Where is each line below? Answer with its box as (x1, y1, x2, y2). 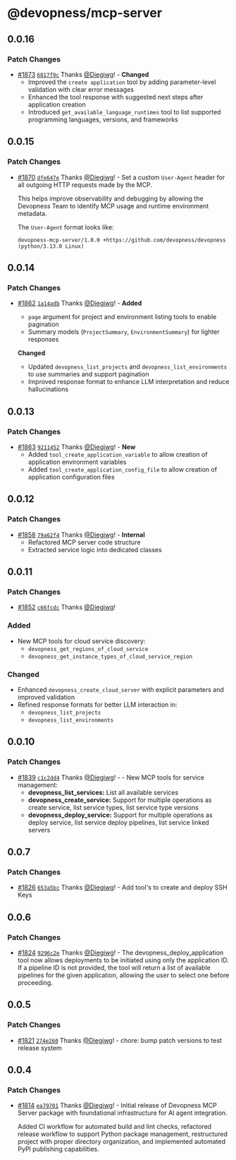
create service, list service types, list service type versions (27, 803, 199, 811)
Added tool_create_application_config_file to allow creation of (27, 465, 217, 474)
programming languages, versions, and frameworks (27, 115, 178, 124)
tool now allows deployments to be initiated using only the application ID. (17, 955, 229, 964)
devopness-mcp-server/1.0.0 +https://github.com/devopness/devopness (17, 237, 227, 244)
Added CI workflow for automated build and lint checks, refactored (17, 1123, 212, 1131)
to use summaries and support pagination (27, 370, 149, 378)
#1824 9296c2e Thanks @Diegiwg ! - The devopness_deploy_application (17, 948, 224, 957)
